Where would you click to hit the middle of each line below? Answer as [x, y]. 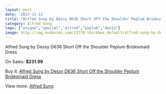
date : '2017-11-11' [25, 14]
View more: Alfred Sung [29, 86]
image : [12, 33]
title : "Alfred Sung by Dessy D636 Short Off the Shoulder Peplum [75, 19]
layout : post [19, 10]
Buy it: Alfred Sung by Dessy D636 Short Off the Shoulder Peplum [72, 71]
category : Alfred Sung [28, 23]
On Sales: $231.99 [24, 62]
